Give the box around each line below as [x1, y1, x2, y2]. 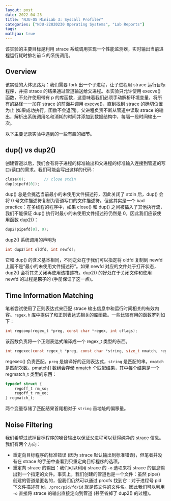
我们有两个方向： [5, 441, 41, 447]
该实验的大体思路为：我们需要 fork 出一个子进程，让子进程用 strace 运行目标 [5, 81, 166, 87]
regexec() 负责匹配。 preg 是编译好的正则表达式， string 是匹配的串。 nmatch [5, 358, 164, 364]
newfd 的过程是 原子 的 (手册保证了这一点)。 [5, 276, 96, 282]
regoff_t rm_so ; [14, 386, 49, 391]
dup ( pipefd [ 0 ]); [5, 181, 40, 186]
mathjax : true [5, 31, 36, 36]
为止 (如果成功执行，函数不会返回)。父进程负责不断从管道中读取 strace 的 [5, 107, 159, 113]
